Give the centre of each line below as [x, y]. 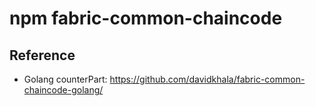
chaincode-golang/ [63, 90]
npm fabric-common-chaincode [146, 18]
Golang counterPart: [65, 79]
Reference [42, 55]
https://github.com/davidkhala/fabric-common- [207, 79]
